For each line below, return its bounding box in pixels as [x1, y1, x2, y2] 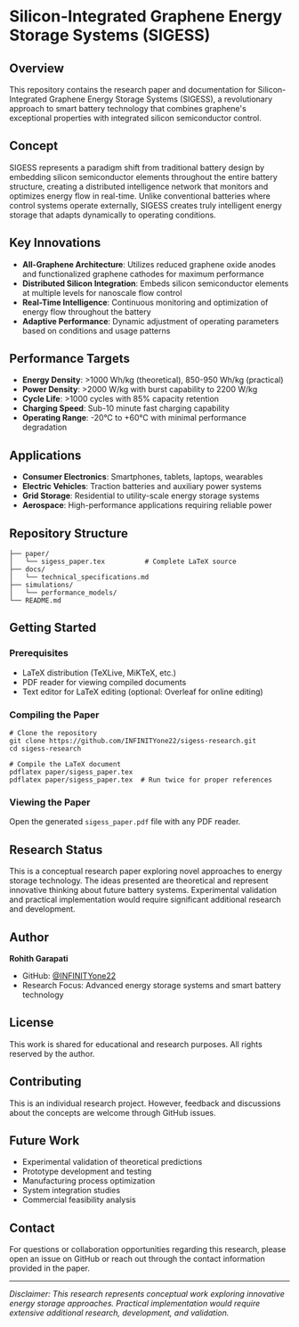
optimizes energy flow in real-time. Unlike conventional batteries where [9, 190, 271, 201]
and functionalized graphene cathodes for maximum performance [21, 268, 264, 279]
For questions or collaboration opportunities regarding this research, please [9, 1244, 287, 1255]
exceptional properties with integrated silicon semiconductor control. [9, 113, 263, 123]
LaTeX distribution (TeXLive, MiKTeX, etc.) [21, 667, 176, 678]
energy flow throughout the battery [21, 306, 151, 317]
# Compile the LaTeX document [9, 760, 122, 769]
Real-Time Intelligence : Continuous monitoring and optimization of [21, 297, 269, 307]
